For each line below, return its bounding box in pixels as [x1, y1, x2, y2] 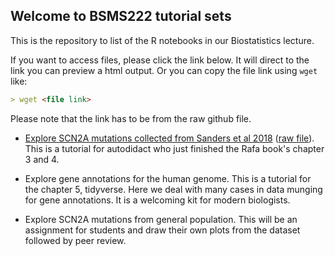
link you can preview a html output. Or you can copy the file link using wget [10, 64, 318, 76]
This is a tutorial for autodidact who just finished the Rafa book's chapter [24, 142, 325, 154]
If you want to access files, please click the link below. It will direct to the [10, 54, 310, 66]
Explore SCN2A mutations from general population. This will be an [24, 213, 298, 225]
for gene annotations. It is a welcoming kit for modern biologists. [24, 194, 291, 206]
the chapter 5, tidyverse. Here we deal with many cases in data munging [24, 183, 323, 195]
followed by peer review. [24, 234, 127, 246]
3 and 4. [24, 153, 60, 165]
